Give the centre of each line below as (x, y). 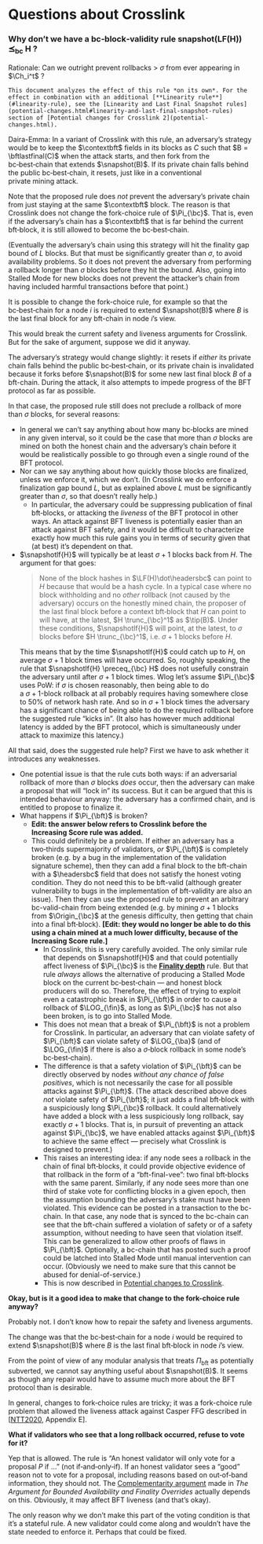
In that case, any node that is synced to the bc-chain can (157, 1216)
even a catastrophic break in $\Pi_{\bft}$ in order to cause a (140, 999)
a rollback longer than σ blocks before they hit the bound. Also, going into (127, 269)
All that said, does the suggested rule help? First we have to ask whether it (128, 750)
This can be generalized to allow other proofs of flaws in (134, 1241)
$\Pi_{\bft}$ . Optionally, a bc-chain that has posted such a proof (147, 1249)
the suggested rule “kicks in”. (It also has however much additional (127, 718)
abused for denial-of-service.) (92, 1275)
